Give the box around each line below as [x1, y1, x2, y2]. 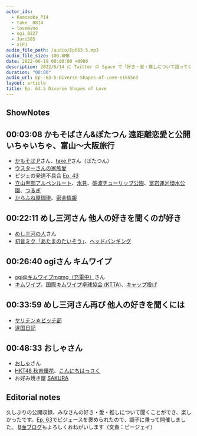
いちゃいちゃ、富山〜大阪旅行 [6, 140, 115, 150]
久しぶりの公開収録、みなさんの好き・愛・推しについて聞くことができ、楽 [6, 409, 187, 416]
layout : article [6, 81, 46, 86]
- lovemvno [11, 25, 38, 31]
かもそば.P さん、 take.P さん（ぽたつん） [14, 158, 113, 165]
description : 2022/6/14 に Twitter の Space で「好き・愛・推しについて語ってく [6, 63, 192, 70]
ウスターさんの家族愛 [14, 165, 67, 172]
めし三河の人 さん [14, 230, 57, 237]
